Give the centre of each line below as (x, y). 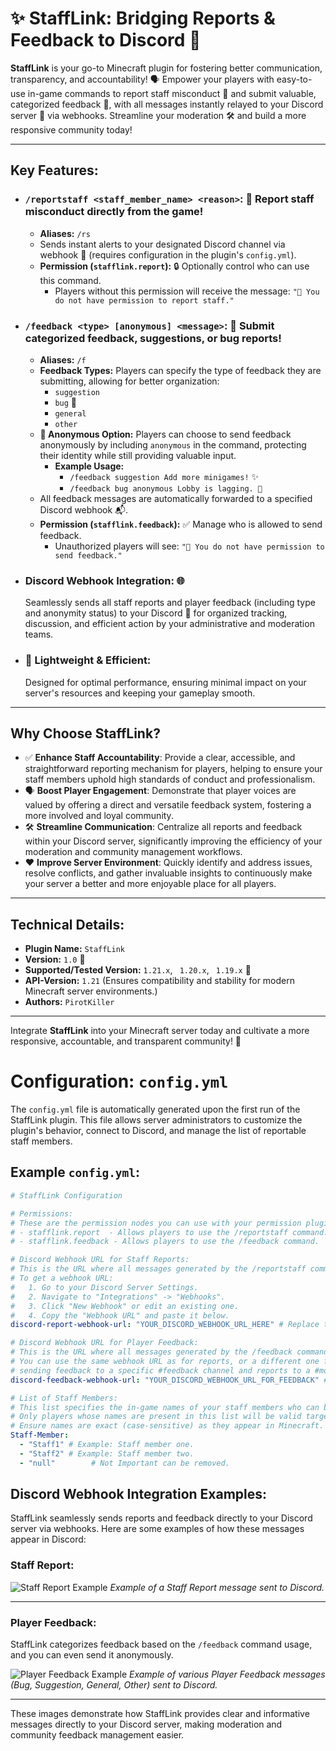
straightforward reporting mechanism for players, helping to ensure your (173, 769)
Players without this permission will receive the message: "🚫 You (187, 291)
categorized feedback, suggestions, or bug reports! (153, 338)
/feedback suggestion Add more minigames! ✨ (164, 476)
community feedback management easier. (97, 1735)
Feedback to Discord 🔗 (106, 40)
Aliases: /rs (65, 233)
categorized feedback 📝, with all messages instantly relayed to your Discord (167, 104)
